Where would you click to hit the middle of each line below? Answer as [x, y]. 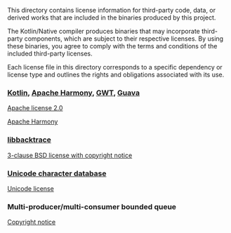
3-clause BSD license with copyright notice [70, 155]
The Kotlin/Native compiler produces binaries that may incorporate [104, 31]
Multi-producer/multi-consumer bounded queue [92, 206]
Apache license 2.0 [35, 108]
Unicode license [31, 188]
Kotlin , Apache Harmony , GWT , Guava [74, 93]
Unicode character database [57, 173]
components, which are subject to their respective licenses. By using [124, 39]
